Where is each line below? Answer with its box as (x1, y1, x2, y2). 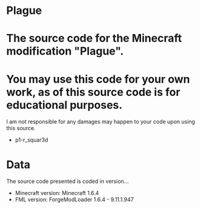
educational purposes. (6, 98, 123, 112)
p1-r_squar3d (15, 136, 48, 143)
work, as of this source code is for (6, 85, 180, 99)
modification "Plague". (6, 44, 124, 58)
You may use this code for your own (6, 72, 190, 86)
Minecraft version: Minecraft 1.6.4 (15, 190, 99, 197)
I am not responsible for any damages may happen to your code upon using (6, 118, 196, 125)
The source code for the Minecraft (6, 32, 182, 46)
